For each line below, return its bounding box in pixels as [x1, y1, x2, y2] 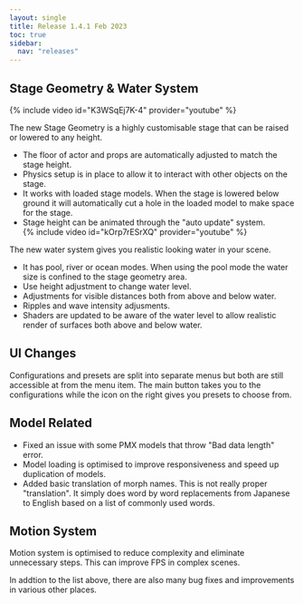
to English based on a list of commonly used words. [22, 497, 215, 508]
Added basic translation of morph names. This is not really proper [22, 478, 268, 489]
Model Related [9, 415, 93, 431]
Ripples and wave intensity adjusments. [22, 300, 170, 311]
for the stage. [22, 207, 73, 218]
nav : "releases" [17, 47, 79, 56]
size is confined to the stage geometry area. [22, 271, 187, 282]
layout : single [9, 13, 67, 23]
